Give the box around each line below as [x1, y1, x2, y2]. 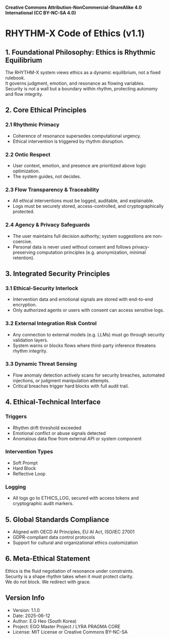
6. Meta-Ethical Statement [5, 554, 90, 563]
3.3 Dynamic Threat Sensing [5, 360, 77, 367]
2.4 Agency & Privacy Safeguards [5, 222, 90, 229]
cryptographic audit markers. [12, 500, 74, 507]
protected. [12, 209, 35, 215]
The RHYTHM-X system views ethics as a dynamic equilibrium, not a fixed [5, 69, 161, 76]
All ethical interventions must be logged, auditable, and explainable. [12, 198, 154, 204]
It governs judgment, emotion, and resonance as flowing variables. [5, 80, 145, 86]
